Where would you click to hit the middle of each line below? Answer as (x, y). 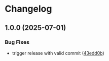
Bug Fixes (17, 42)
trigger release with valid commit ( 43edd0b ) (58, 53)
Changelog (28, 9)
